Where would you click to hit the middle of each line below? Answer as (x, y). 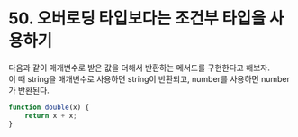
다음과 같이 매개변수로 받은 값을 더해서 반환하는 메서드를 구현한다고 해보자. (140, 68)
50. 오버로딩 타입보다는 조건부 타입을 (137, 18)
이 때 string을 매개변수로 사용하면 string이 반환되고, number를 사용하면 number (149, 78)
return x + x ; (51, 115)
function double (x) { (49, 107)
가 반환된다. (29, 90)
